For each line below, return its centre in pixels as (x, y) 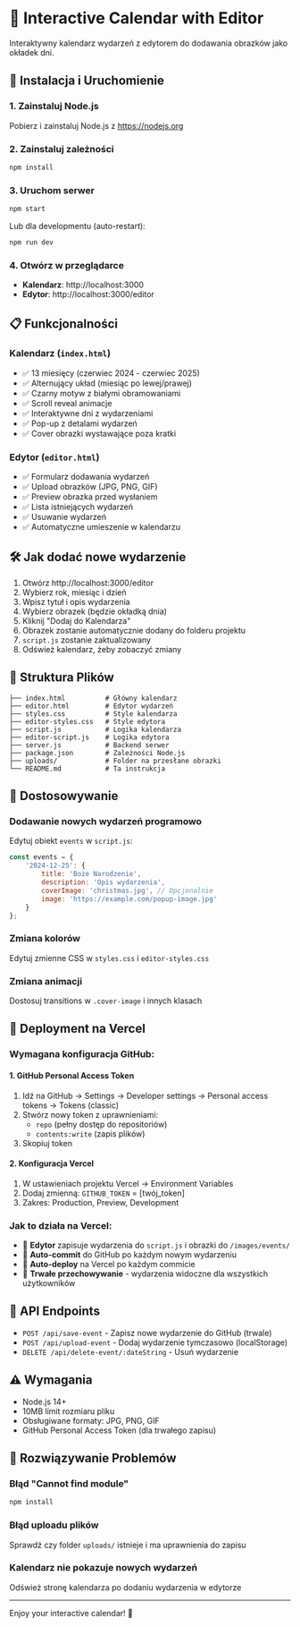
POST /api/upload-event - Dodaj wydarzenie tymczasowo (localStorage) (155, 1342)
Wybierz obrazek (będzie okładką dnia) (95, 611)
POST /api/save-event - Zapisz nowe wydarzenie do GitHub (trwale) (147, 1333)
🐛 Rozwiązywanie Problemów (93, 1458)
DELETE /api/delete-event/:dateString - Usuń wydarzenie (130, 1351)
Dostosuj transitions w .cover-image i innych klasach (106, 1001)
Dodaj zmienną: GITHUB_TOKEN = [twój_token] (104, 1193)
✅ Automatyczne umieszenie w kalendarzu (101, 527)
